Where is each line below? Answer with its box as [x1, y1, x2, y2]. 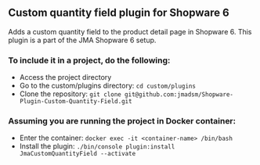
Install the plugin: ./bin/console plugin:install [19, 142, 175, 151]
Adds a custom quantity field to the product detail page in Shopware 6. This [8, 27, 252, 36]
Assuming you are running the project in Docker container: [8, 116, 237, 127]
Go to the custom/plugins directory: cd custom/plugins [19, 81, 196, 91]
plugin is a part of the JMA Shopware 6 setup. [8, 35, 157, 45]
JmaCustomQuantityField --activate [19, 150, 136, 158]
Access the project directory [19, 73, 112, 82]
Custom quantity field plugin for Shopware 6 [8, 6, 229, 20]
